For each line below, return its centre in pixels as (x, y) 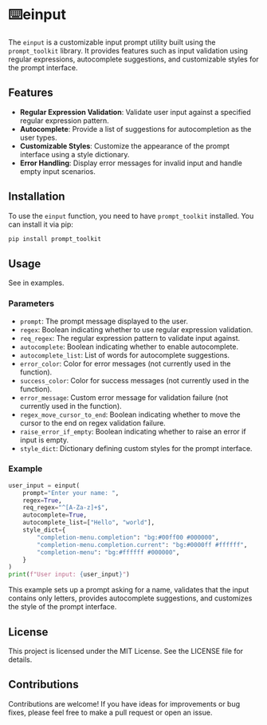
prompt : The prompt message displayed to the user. (104, 321)
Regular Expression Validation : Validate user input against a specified (135, 112)
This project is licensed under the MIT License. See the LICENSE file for (126, 652)
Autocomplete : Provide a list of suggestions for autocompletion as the (135, 129)
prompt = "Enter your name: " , (71, 493)
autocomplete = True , (55, 515)
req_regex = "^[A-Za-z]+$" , (66, 508)
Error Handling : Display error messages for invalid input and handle (131, 163)
